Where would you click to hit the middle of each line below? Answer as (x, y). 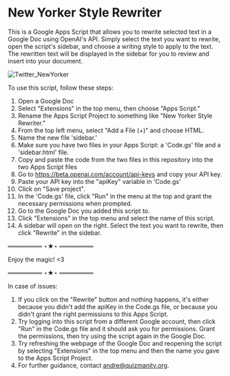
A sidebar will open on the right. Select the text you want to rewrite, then (121, 225)
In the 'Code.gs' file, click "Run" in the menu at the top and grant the (115, 196)
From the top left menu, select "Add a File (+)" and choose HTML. (111, 130)
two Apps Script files (48, 167)
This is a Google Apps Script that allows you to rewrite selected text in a (110, 32)
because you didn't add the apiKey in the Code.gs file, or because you (117, 306)
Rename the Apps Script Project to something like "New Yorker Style (115, 116)
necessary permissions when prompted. (75, 203)
